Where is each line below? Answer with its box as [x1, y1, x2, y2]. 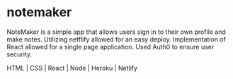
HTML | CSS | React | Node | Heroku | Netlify [6, 63, 138, 72]
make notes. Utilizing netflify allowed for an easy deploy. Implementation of [6, 35, 226, 43]
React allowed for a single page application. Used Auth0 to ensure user [6, 42, 215, 51]
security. [6, 50, 33, 59]
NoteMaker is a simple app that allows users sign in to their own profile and [6, 28, 226, 36]
